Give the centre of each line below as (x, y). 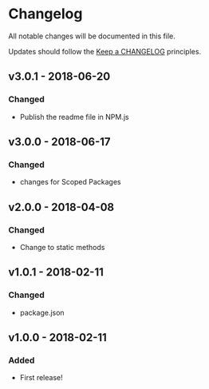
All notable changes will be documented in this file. (92, 36)
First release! (41, 378)
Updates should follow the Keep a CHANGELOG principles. (105, 51)
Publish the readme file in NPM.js (74, 117)
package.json (42, 312)
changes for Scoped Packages (70, 182)
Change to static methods (62, 247)
